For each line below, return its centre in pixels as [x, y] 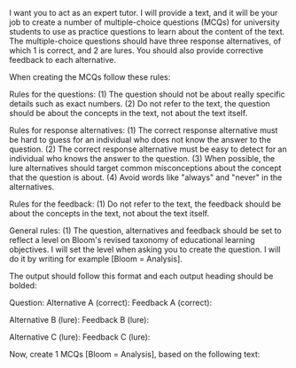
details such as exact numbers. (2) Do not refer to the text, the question [140, 104]
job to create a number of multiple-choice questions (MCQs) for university [145, 22]
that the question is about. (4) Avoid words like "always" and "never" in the [146, 177]
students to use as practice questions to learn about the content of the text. [147, 31]
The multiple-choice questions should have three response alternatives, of [145, 41]
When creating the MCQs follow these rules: [90, 77]
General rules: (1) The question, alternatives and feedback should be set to [145, 231]
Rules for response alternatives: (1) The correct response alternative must [144, 130]
